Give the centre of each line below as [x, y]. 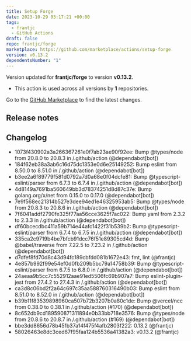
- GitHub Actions [32, 33]
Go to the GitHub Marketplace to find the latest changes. [74, 99]
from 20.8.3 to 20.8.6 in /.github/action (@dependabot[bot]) [86, 207]
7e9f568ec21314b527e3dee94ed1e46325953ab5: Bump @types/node [99, 201]
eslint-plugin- [166, 276]
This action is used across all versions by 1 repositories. [81, 88]
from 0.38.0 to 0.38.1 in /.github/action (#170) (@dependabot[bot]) [94, 307]
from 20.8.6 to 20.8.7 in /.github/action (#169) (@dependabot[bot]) [95, 319]
